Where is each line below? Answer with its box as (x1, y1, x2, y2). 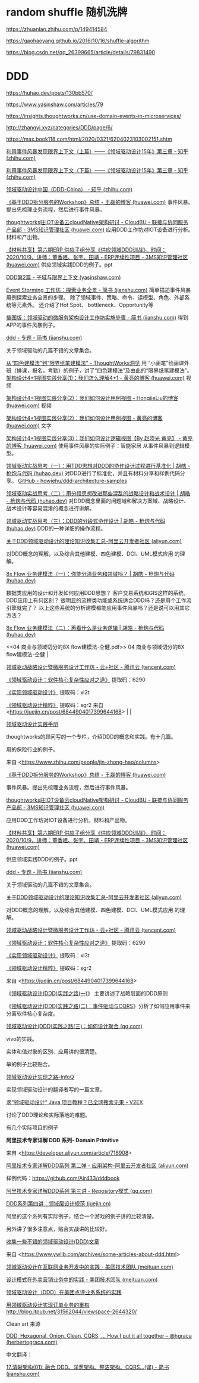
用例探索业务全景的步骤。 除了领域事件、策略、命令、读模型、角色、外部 (6, 293, 185, 301)
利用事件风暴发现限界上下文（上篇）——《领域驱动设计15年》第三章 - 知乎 (6, 147, 189, 155)
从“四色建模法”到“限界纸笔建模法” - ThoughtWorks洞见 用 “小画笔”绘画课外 (6, 359, 189, 367)
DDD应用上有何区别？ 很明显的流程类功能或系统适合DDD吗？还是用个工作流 (6, 597, 192, 604)
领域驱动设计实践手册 (6, 720, 58, 727)
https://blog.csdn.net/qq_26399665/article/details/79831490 (6, 48, 156, 55)
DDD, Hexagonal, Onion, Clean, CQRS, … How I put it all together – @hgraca (6, 1332, 192, 1339)
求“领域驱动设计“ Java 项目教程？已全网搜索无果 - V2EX (6, 1098, 143, 1106)
